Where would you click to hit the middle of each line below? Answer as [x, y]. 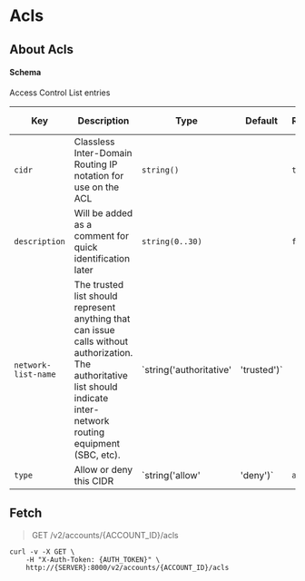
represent [95, 307]
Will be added [103, 212]
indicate [91, 398]
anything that [102, 319]
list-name [35, 374]
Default [261, 121]
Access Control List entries [60, 93]
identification [102, 258]
